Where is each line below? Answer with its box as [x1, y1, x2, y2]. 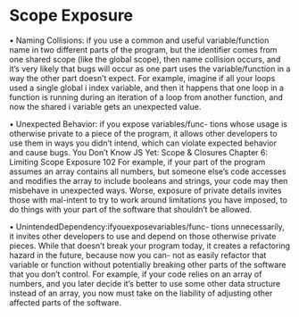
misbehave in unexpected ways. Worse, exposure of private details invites [9, 185, 282, 196]
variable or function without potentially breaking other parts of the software [9, 259, 287, 270]
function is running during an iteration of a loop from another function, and [9, 91, 284, 103]
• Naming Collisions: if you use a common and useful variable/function [9, 35, 270, 46]
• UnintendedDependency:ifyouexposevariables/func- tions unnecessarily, [9, 221, 286, 232]
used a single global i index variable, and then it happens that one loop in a [9, 82, 284, 93]
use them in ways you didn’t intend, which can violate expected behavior [9, 138, 278, 148]
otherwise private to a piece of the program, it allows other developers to [9, 128, 278, 138]
